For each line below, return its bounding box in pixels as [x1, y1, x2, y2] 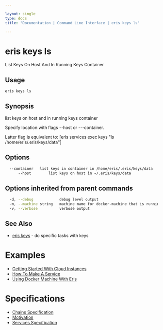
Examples [5, 249, 46, 260]
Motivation [12, 314, 34, 320]
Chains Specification [12, 309, 54, 315]
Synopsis [5, 102, 34, 110]
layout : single [5, 11, 36, 16]
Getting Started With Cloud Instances [12, 266, 87, 272]
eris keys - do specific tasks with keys [12, 232, 89, 238]
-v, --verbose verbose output [9, 206, 90, 211]
